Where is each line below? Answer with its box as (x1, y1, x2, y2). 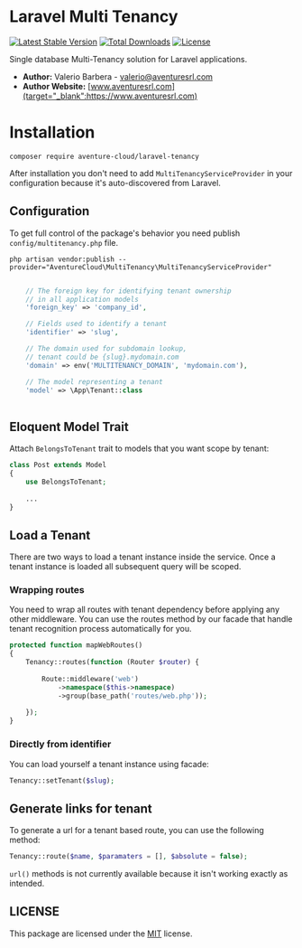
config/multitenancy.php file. (9, 237, 119, 248)
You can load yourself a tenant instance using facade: (9, 758, 209, 769)
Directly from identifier (9, 738, 112, 751)
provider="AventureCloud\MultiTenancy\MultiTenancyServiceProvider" (9, 262, 272, 272)
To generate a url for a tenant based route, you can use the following (9, 825, 264, 836)
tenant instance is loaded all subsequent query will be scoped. (9, 561, 242, 572)
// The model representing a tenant (25, 377, 164, 386)
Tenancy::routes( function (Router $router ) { (25, 658, 200, 667)
